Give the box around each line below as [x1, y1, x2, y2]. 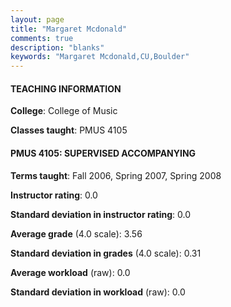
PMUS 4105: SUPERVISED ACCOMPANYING [10, 147, 197, 159]
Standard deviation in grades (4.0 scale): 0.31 [10, 247, 202, 259]
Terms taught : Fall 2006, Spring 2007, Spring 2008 [10, 169, 222, 181]
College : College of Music [10, 105, 118, 117]
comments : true [10, 33, 74, 43]
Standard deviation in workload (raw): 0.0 [10, 286, 186, 298]
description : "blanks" [10, 42, 105, 53]
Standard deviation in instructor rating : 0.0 [10, 208, 192, 220]
